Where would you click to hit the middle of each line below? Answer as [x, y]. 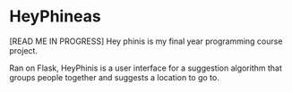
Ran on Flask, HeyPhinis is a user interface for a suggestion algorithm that [146, 68]
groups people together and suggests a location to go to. [114, 77]
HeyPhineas [55, 17]
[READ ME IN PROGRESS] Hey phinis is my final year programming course [146, 41]
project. [24, 50]
